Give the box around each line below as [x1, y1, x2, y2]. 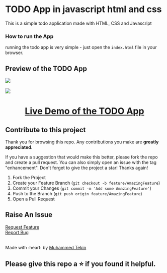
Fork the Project [12, 175, 46, 181]
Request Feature [5, 224, 39, 230]
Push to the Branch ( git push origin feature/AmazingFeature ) [12, 191, 142, 197]
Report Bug [5, 229, 29, 235]
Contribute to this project [5, 125, 86, 134]
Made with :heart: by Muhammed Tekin [5, 244, 87, 250]
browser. [5, 49, 24, 56]
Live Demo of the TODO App [25, 105, 144, 117]
